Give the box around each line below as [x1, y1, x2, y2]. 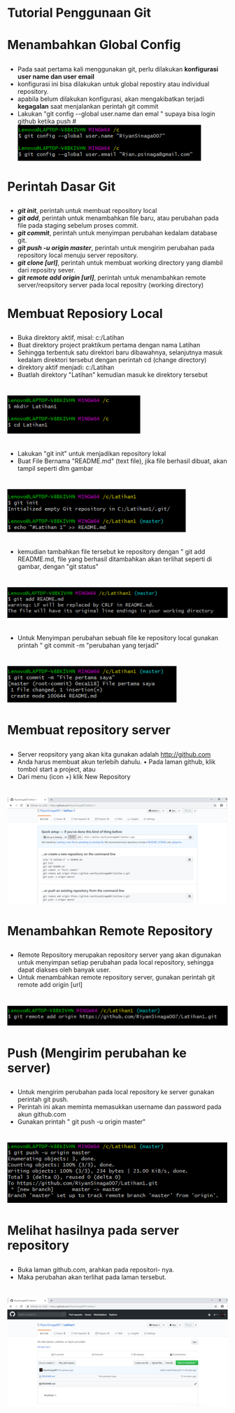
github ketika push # [17, 117, 77, 125]
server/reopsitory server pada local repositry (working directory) [17, 281, 204, 289]
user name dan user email [17, 72, 94, 81]
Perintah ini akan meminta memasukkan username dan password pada [17, 1103, 222, 1111]
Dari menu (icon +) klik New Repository [17, 772, 131, 780]
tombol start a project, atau [17, 765, 96, 773]
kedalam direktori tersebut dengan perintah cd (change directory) [17, 355, 207, 364]
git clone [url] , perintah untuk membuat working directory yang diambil [17, 259, 223, 267]
